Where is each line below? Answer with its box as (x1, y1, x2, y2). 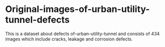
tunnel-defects (5, 14, 70, 25)
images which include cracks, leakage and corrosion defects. (5, 36, 133, 42)
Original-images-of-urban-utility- (5, 3, 150, 15)
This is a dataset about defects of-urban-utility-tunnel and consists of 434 (5, 30, 160, 36)
